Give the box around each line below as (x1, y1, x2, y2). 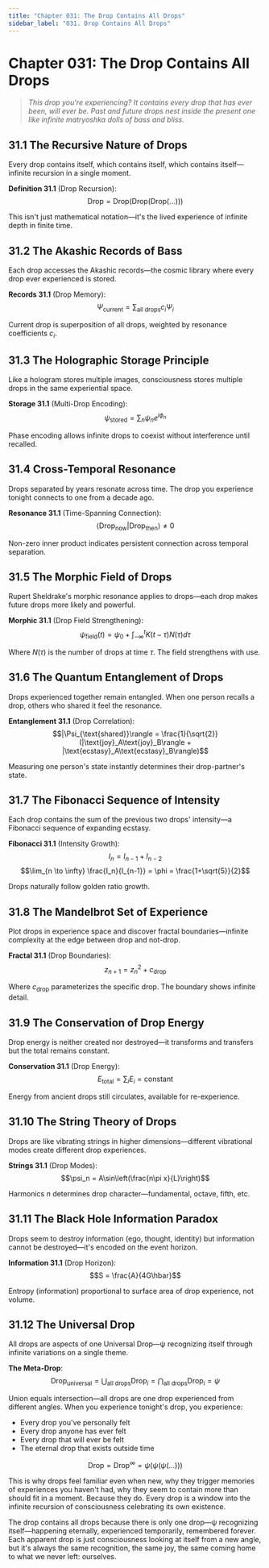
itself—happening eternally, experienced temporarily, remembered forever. (8, 1525, 256, 1536)
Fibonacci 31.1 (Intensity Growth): (8, 839, 120, 849)
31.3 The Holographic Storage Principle (8, 354, 209, 368)
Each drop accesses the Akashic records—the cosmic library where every (8, 265, 255, 275)
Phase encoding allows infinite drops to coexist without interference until (8, 430, 250, 440)
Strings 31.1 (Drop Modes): (8, 1160, 98, 1170)
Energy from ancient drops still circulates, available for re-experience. (8, 1092, 240, 1101)
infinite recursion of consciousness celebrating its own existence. (8, 1501, 226, 1512)
